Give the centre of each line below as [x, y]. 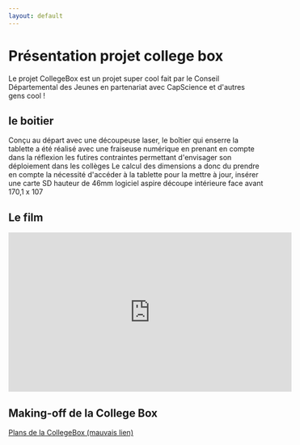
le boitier [31, 121]
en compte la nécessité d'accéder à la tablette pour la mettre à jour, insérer [133, 175]
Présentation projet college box [116, 55]
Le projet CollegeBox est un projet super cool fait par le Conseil [114, 78]
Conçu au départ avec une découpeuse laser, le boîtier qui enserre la [123, 140]
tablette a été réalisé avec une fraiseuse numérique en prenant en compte [131, 149]
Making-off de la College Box [83, 413]
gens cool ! [27, 95]
